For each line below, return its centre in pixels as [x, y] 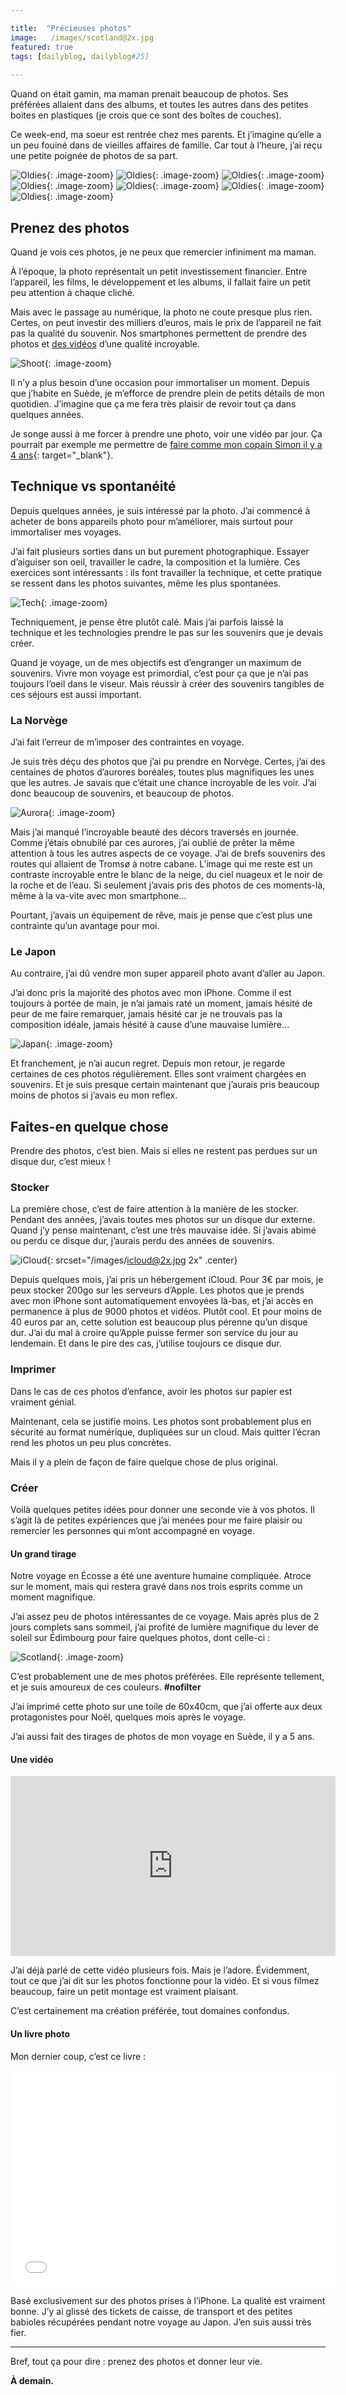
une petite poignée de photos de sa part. [94, 156]
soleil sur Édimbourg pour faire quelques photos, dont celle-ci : [140, 1638]
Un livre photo [40, 2034]
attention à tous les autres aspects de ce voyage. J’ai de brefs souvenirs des [168, 853]
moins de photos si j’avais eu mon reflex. [94, 1095]
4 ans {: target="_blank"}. [62, 455]
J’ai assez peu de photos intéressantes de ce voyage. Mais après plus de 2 [165, 1617]
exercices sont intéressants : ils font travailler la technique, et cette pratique [166, 572]
